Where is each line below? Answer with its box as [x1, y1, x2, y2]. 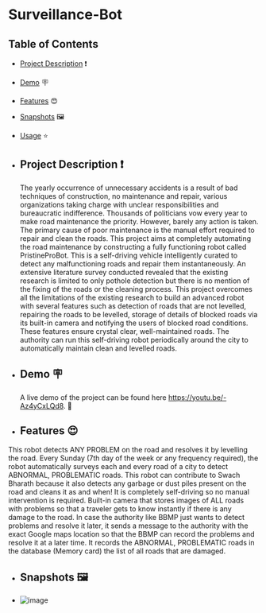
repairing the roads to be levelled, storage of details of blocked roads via [19, 309, 258, 319]
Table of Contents [8, 37, 99, 51]
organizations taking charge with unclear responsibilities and [19, 200, 219, 209]
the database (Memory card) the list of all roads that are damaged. [8, 546, 226, 556]
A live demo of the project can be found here [19, 392, 167, 402]
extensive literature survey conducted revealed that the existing [19, 267, 229, 277]
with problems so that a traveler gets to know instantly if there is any [8, 504, 232, 514]
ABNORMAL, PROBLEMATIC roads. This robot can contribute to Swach [8, 471, 241, 480]
